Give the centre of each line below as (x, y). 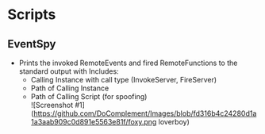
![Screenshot (52, 105)
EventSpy (32, 44)
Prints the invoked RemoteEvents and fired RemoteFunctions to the (128, 63)
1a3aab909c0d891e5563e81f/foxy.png (94, 122)
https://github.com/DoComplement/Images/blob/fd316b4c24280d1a (145, 113)
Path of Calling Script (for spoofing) (89, 96)
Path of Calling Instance (70, 88)
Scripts (32, 15)
